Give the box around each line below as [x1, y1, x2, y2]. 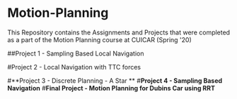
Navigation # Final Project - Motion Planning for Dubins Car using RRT [7, 84, 216, 92]
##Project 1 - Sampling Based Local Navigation [7, 49, 144, 58]
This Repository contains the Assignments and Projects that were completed [7, 28, 231, 37]
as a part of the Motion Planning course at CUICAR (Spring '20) [7, 35, 192, 44]
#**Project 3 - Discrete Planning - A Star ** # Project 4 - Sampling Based [7, 76, 223, 85]
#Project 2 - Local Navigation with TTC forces [7, 62, 141, 71]
